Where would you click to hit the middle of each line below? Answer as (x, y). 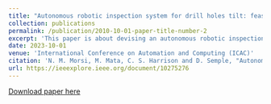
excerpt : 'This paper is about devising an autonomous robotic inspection (137, 38)
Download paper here (44, 91)
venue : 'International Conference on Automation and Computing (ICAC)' (131, 53)
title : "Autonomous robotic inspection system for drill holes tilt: (128, 16)
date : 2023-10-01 (38, 46)
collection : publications (52, 23)
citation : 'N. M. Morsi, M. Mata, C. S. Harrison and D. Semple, (120, 61)
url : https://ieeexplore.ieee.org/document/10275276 (99, 69)
